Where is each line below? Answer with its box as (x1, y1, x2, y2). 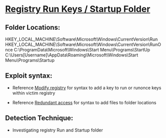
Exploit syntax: (5, 72, 53, 80)
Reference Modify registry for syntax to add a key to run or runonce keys (12, 85, 162, 91)
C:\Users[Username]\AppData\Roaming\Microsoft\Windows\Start (5, 52, 138, 58)
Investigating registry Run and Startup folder (12, 127, 103, 133)
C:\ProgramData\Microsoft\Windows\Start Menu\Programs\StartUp (14, 47, 150, 52)
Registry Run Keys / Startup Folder (5, 3, 151, 15)
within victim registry (12, 90, 55, 96)
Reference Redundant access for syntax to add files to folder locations (12, 99, 157, 105)
